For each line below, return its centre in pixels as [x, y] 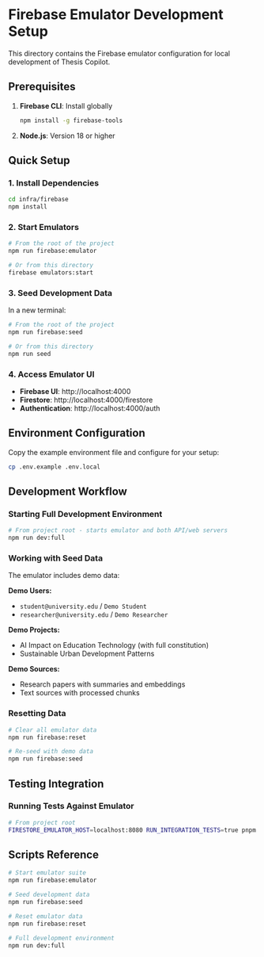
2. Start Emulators [43, 227]
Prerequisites [42, 87]
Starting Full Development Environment [85, 514]
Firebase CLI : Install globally [66, 105]
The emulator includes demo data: [64, 576]
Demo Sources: [34, 669]
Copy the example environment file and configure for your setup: [114, 452]
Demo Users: [30, 591]
